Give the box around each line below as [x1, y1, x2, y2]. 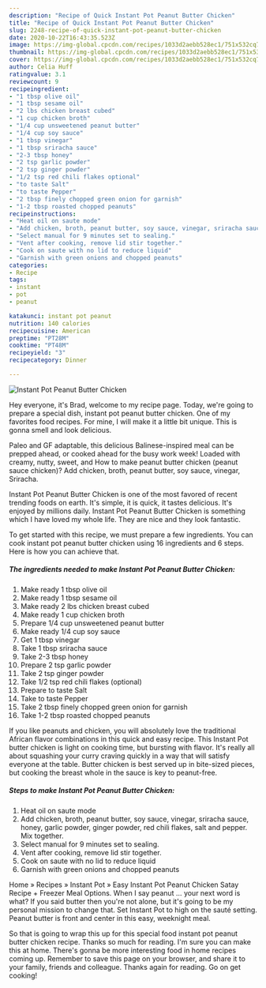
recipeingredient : [9, 85, 69, 93]
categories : [9, 261, 48, 269]
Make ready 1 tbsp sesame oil [20, 593, 118, 603]
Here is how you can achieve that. [9, 547, 120, 556]
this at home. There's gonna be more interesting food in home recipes [9, 945, 236, 955]
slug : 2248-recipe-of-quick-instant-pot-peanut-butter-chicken [9, 26, 222, 34]
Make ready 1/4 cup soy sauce [20, 626, 121, 636]
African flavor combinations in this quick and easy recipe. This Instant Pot [9, 734, 249, 743]
